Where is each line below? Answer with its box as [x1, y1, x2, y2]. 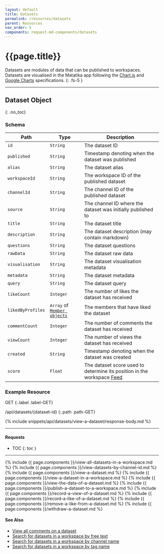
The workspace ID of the [84, 172, 141, 179]
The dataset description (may [84, 228, 152, 235]
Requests [5, 434, 25, 440]
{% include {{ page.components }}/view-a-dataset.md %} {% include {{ [5, 470, 150, 475]
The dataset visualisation [84, 258, 142, 265]
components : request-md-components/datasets [5, 30, 97, 35]
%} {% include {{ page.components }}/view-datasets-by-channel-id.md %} [5, 464, 157, 470]
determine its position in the [84, 368, 148, 375]
